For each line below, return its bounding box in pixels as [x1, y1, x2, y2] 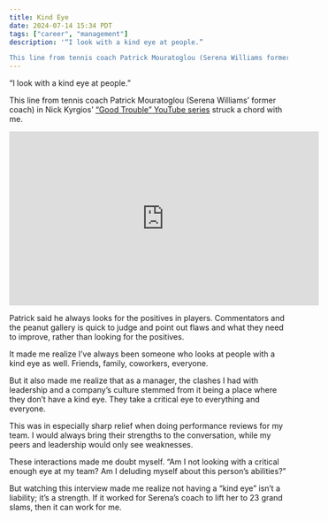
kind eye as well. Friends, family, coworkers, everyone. [9, 358, 209, 369]
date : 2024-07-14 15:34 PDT [9, 21, 113, 30]
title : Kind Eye [9, 12, 69, 22]
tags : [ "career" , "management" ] [9, 29, 128, 38]
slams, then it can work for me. [9, 502, 122, 513]
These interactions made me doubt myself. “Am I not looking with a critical [9, 456, 280, 467]
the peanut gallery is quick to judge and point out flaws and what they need [9, 322, 285, 333]
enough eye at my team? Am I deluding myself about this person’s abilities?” [9, 466, 286, 477]
